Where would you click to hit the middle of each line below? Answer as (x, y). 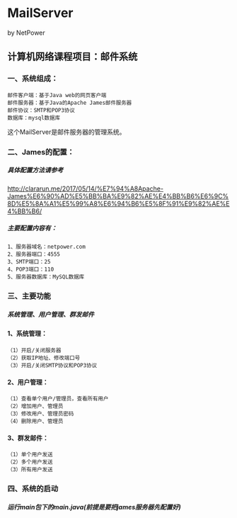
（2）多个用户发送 (30, 462)
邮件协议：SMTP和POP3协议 (41, 110)
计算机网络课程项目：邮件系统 (73, 57)
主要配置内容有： (32, 228)
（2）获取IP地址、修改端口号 (44, 358)
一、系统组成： (33, 79)
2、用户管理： (28, 382)
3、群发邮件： (28, 438)
